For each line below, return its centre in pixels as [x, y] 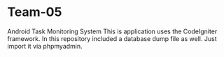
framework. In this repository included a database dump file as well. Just [112, 38]
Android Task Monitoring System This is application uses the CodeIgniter [112, 31]
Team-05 [35, 12]
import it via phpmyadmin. [45, 46]
